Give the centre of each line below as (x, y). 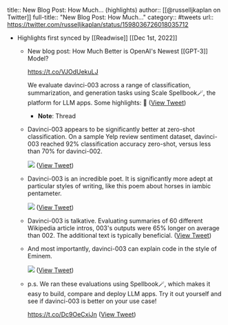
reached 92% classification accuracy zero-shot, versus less (126, 144)
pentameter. (44, 193)
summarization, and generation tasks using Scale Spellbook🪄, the (121, 93)
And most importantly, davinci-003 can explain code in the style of (122, 249)
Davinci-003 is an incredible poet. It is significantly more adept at (120, 179)
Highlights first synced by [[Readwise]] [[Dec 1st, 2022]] (97, 38)
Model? (38, 58)
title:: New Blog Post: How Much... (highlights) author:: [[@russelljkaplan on (114, 10)
